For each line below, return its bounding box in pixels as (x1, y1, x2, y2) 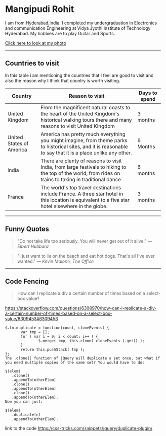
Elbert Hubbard (17, 243, 49, 249)
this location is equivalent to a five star (41, 196, 130, 203)
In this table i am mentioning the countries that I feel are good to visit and (5, 72, 154, 78)
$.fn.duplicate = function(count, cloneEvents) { (5, 325, 110, 331)
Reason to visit (69, 92, 105, 99)
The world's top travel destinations (41, 184, 122, 191)
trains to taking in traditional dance (41, 176, 121, 183)
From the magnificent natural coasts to (41, 104, 130, 111)
